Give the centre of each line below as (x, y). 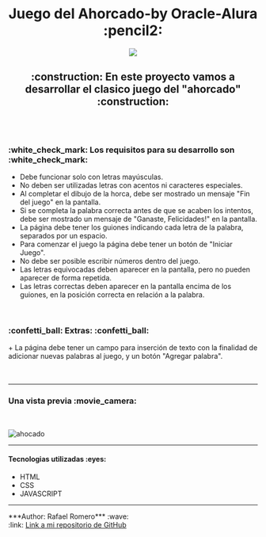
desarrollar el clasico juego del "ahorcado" (133, 89)
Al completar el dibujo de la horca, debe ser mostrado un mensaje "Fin (135, 194)
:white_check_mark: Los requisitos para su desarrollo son (122, 150)
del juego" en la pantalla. (60, 202)
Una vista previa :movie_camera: (72, 401)
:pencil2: (133, 30)
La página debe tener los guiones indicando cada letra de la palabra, (131, 227)
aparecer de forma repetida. (66, 278)
